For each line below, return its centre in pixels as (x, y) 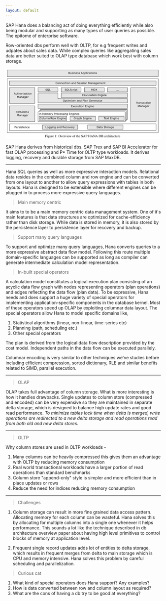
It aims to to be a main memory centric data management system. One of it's (83, 212)
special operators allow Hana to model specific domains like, (67, 313)
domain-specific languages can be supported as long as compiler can (77, 258)
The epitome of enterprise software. (42, 36)
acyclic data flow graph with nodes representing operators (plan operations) (83, 287)
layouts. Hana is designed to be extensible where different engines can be (81, 187)
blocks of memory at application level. (51, 538)
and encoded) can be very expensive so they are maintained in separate (79, 402)
